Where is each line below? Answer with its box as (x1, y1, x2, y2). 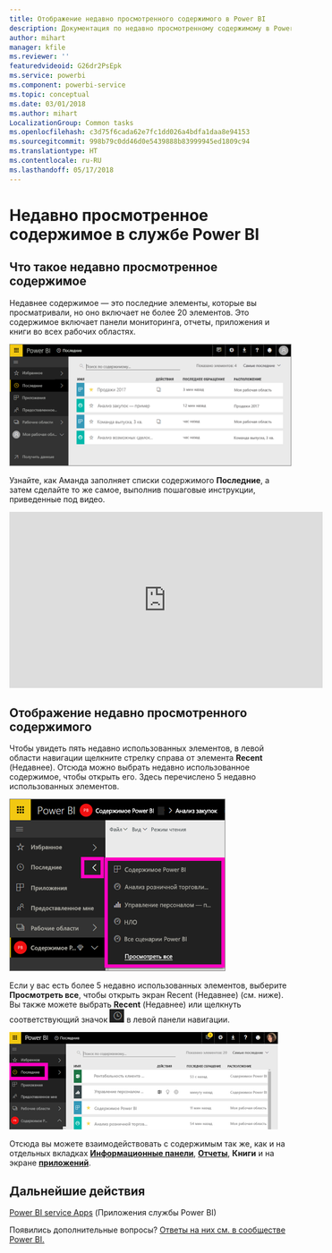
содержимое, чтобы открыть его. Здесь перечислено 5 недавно (9, 771, 257, 782)
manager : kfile (9, 43, 66, 52)
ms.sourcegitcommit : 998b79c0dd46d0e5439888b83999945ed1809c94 (9, 137, 251, 147)
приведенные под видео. (9, 493, 106, 505)
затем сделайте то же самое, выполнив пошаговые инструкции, (9, 484, 256, 495)
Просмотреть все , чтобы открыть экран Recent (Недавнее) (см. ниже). (9, 990, 284, 1001)
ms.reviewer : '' (9, 52, 70, 62)
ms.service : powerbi (9, 72, 87, 81)
